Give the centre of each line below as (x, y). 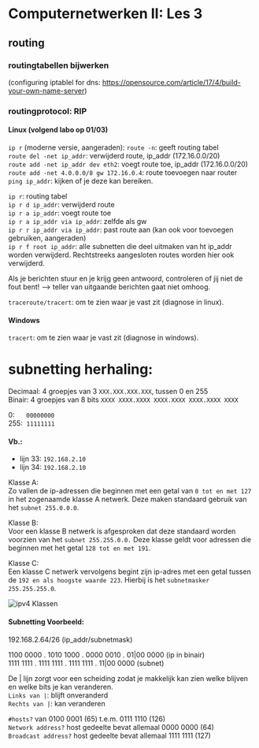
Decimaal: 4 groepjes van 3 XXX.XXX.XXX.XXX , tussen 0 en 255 (108, 392)
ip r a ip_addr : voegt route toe (60, 213)
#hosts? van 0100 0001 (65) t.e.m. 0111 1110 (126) (87, 719)
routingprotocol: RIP (48, 111)
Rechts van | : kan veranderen (57, 703)
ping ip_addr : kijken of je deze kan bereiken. (81, 181)
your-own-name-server (46, 91)
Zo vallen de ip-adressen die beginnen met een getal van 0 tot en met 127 (130, 491)
